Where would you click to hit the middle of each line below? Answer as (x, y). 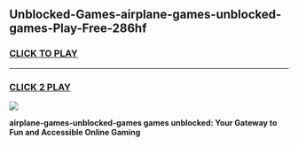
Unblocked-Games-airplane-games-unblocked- (145, 15)
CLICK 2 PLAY (40, 87)
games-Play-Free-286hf (78, 29)
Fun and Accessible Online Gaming (75, 132)
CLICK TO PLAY (43, 54)
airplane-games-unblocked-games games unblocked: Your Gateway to (143, 122)
